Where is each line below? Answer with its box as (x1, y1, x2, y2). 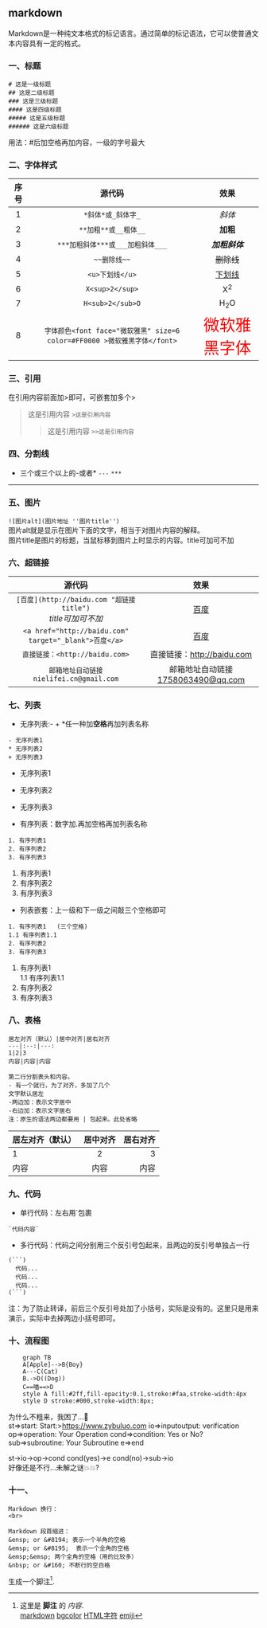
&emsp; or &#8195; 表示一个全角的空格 (8, 1544, 130, 1552)
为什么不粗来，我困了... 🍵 (8, 1412, 89, 1422)
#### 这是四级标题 (8, 106, 62, 114)
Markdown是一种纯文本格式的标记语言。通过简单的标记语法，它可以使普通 (8, 28, 252, 38)
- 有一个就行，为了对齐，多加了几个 (8, 1081, 110, 1090)
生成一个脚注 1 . (8, 1575, 55, 1586)
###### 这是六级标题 (8, 123, 69, 131)
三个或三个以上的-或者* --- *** (19, 468, 122, 477)
